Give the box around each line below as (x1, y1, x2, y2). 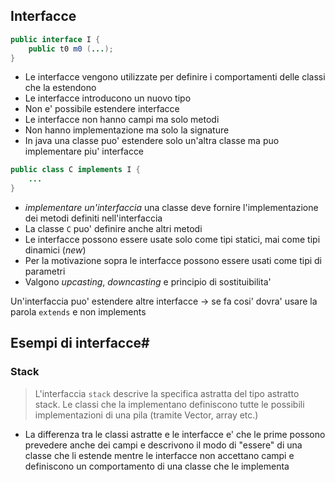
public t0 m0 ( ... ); (28, 44, 114, 54)
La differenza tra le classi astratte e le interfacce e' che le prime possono (24, 428, 326, 440)
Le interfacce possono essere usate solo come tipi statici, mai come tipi (24, 234, 321, 246)
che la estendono (24, 82, 97, 94)
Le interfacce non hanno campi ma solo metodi (24, 114, 220, 126)
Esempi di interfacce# (10, 335, 150, 352)
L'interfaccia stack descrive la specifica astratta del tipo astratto (34, 387, 300, 399)
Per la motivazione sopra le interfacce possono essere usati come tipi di (24, 255, 323, 267)
